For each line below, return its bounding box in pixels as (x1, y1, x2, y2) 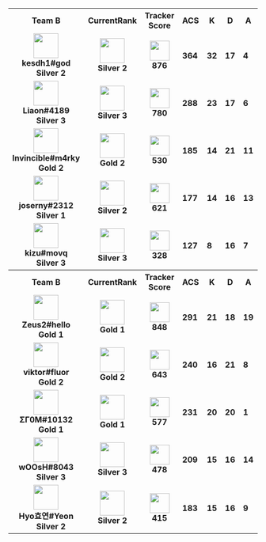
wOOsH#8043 (18, 462, 74, 472)
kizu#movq (25, 248, 68, 258)
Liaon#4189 (22, 105, 70, 116)
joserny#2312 (18, 200, 74, 210)
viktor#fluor (23, 367, 70, 377)
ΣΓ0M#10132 (19, 415, 74, 425)
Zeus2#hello (21, 320, 71, 330)
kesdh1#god (21, 58, 71, 68)
